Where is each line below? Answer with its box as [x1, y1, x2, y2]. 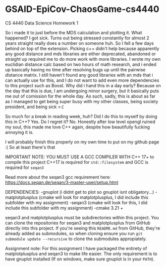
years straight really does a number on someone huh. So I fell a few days [5, 40, 154, 46]
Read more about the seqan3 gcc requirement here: [5, 174, 111, 180]
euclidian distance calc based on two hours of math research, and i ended [5, 61, 157, 67]
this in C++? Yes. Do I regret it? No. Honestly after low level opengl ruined [5, 119, 155, 125]
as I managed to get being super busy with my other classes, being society [5, 98, 159, 104]
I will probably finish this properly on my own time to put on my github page [5, 138, 160, 145]
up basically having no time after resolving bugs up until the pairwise [5, 66, 146, 73]
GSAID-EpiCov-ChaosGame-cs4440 [5, 3, 160, 15]
